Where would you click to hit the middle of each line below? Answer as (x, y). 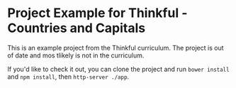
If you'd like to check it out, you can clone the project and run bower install (118, 69)
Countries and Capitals (77, 28)
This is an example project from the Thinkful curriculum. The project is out (116, 48)
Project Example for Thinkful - (97, 13)
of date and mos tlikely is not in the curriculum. (76, 55)
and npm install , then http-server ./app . (68, 77)
